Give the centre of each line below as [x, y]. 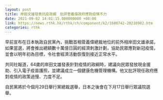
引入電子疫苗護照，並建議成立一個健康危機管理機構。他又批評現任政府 [83, 70]
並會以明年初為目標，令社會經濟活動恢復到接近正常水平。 [62, 54]
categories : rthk [23, 28]
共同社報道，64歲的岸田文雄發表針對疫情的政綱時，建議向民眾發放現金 [76, 65]
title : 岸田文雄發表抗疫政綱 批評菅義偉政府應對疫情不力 [56, 14]
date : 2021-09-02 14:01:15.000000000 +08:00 [51, 18]
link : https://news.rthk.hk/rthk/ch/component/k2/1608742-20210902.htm [79, 23]
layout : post [18, 9]
